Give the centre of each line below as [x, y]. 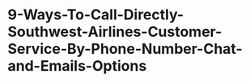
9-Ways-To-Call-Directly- [96, 15]
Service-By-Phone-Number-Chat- [125, 49]
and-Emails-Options [77, 66]
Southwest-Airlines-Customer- [115, 32]
